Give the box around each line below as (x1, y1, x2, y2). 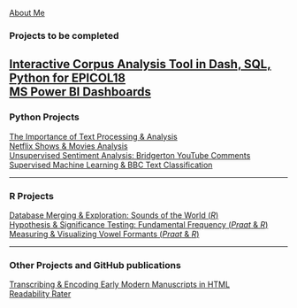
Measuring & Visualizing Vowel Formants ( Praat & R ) (9, 228, 200, 239)
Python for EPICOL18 (9, 71, 126, 86)
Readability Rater (9, 289, 72, 299)
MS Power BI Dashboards (9, 84, 152, 100)
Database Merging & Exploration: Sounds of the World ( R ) (9, 210, 219, 220)
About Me (9, 8, 46, 18)
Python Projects (9, 111, 80, 123)
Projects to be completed (9, 29, 119, 42)
